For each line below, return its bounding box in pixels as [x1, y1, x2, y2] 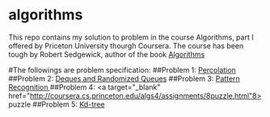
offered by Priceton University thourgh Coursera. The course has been [8, 40, 244, 50]
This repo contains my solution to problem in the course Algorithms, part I [8, 32, 254, 42]
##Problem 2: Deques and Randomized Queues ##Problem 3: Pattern [8, 73, 240, 83]
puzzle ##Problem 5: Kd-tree [8, 99, 105, 109]
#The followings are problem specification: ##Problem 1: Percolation [8, 65, 236, 74]
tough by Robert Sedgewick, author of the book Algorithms [8, 49, 205, 59]
